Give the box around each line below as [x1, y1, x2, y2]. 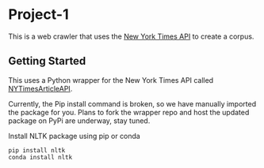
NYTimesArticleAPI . [8, 84, 73, 93]
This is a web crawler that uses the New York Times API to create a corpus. [8, 32, 254, 41]
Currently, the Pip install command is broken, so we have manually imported [8, 99, 257, 108]
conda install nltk [8, 153, 73, 161]
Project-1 [8, 6, 69, 24]
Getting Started [8, 54, 86, 68]
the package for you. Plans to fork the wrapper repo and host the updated [8, 107, 250, 117]
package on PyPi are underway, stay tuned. [8, 116, 151, 125]
